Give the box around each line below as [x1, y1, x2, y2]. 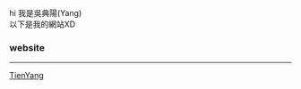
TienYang [9, 70, 45, 81]
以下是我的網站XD [9, 19, 76, 29]
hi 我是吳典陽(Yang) [9, 8, 82, 18]
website [9, 41, 45, 53]
